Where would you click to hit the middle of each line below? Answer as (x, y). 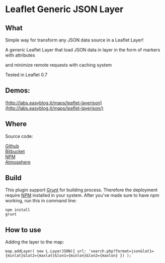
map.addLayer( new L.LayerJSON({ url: (46, 251)
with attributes (20, 55)
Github (12, 146)
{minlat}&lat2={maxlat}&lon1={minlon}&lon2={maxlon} (62, 256)
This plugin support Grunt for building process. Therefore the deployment (81, 190)
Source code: (19, 136)
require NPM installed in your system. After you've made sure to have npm (82, 195)
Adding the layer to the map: (35, 242)
